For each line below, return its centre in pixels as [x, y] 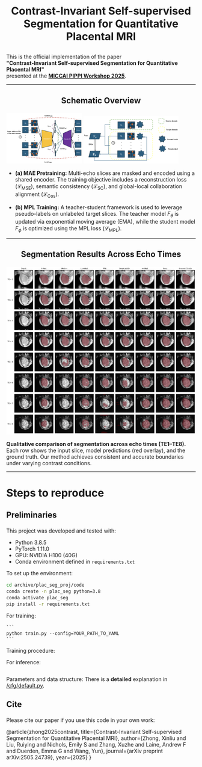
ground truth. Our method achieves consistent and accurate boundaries [95, 457]
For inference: [23, 662]
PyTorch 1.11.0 [32, 549]
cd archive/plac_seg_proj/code [45, 585]
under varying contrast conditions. [49, 463]
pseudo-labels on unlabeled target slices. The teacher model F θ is [97, 215]
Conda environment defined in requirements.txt [75, 562]
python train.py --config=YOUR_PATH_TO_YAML [63, 633]
